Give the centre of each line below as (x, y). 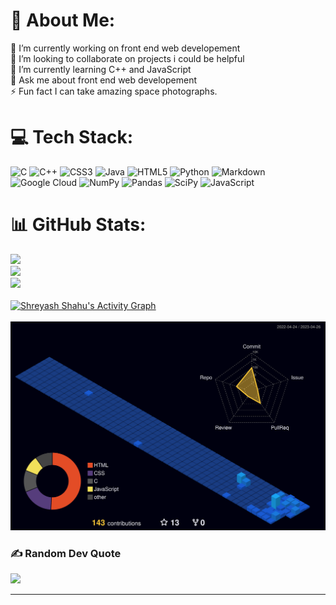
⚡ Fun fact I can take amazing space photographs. (114, 91)
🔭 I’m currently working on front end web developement (125, 48)
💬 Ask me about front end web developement (104, 80)
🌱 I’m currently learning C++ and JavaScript (101, 69)
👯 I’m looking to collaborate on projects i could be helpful (127, 58)
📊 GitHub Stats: (78, 225)
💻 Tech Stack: (72, 137)
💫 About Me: (63, 20)
